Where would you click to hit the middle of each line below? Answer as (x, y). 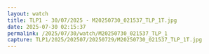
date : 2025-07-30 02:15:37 (47, 27)
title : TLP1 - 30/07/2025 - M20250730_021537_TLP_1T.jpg (92, 20)
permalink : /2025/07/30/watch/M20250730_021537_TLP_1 (88, 33)
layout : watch (28, 14)
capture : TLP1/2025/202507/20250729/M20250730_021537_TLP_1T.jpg (104, 40)
